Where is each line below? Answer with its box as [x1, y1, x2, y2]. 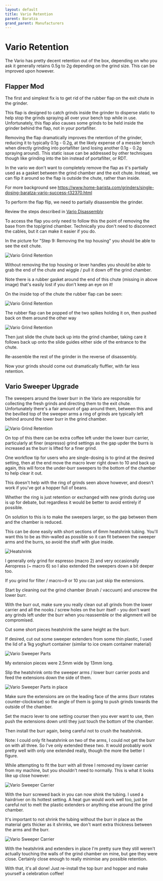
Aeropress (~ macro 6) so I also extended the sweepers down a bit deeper [5, 563, 154, 569]
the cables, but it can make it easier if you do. [5, 228, 96, 234]
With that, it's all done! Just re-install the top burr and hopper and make [5, 865, 148, 871]
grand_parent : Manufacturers [5, 20, 64, 26]
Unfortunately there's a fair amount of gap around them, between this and [5, 405, 153, 411]
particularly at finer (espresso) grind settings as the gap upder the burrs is [5, 440, 154, 446]
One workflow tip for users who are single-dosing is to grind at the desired [5, 455, 154, 460]
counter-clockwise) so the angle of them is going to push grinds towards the [5, 698, 158, 704]
